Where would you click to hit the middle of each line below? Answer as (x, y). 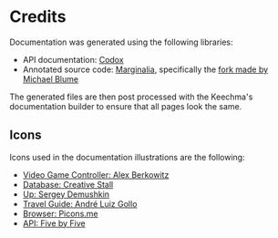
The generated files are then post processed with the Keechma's (131, 97)
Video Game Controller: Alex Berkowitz (96, 174)
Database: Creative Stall (68, 184)
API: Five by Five (54, 223)
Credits (38, 17)
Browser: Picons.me (60, 213)
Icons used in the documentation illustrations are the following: (127, 157)
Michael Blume (51, 78)
